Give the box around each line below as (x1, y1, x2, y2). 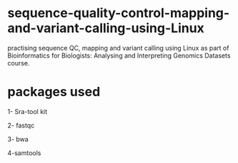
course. (7, 58, 30, 67)
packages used (7, 84, 101, 100)
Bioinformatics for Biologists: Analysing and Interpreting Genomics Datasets (7, 51, 231, 60)
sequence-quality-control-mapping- (7, 5, 230, 21)
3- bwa (7, 135, 29, 143)
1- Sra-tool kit (7, 107, 48, 115)
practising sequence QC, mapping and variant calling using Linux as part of (7, 43, 229, 52)
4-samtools (7, 148, 41, 157)
